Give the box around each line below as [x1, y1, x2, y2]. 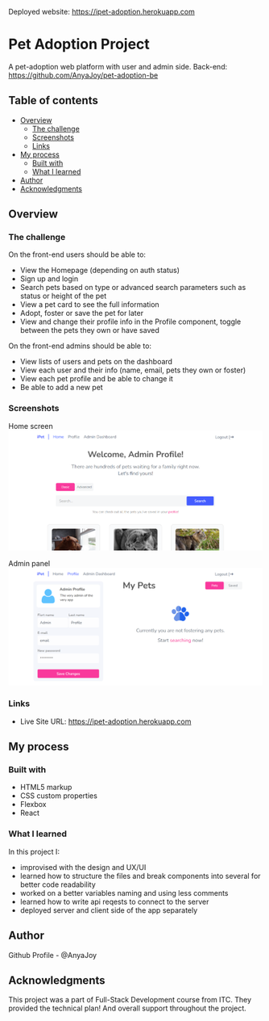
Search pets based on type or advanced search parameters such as [19, 283, 246, 292]
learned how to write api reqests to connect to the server [19, 897, 209, 906]
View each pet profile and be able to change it [19, 374, 173, 384]
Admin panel [8, 558, 51, 568]
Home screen [8, 421, 54, 431]
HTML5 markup [19, 783, 72, 792]
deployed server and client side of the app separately [19, 905, 198, 915]
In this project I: [8, 847, 60, 856]
